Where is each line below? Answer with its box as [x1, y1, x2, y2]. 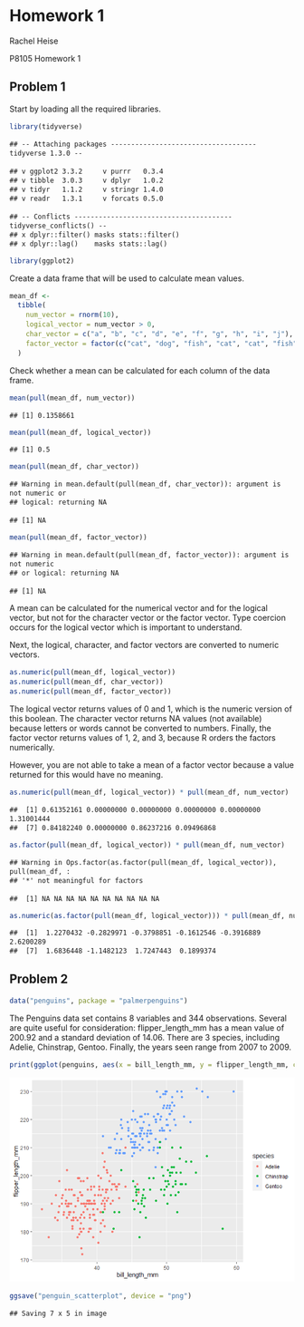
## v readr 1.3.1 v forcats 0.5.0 [9, 194, 165, 203]
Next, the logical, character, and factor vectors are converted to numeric [9, 640, 280, 651]
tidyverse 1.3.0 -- [9, 149, 83, 158]
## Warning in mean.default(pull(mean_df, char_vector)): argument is [9, 479, 281, 489]
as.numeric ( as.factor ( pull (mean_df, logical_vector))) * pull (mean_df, [9, 911, 285, 920]
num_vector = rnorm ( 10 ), [25, 310, 119, 320]
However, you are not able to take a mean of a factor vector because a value [9, 759, 295, 770]
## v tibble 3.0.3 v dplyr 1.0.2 [9, 176, 165, 185]
